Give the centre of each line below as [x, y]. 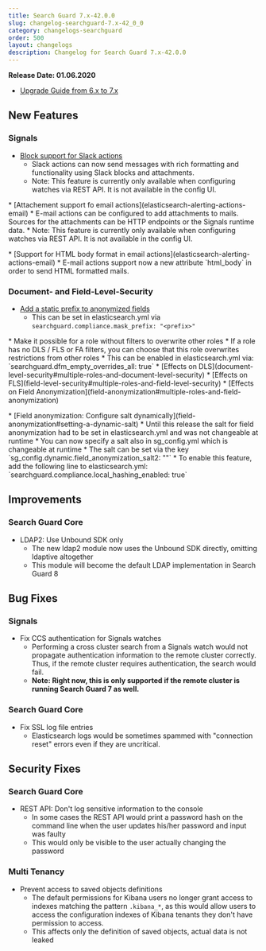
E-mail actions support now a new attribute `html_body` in [157, 262]
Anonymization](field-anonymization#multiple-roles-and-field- [139, 391]
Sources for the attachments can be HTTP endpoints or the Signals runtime [131, 221]
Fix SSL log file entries [56, 727]
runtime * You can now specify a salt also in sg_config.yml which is [118, 441]
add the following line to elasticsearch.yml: [78, 466]
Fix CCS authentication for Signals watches [91, 639]
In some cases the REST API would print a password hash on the [137, 817]
